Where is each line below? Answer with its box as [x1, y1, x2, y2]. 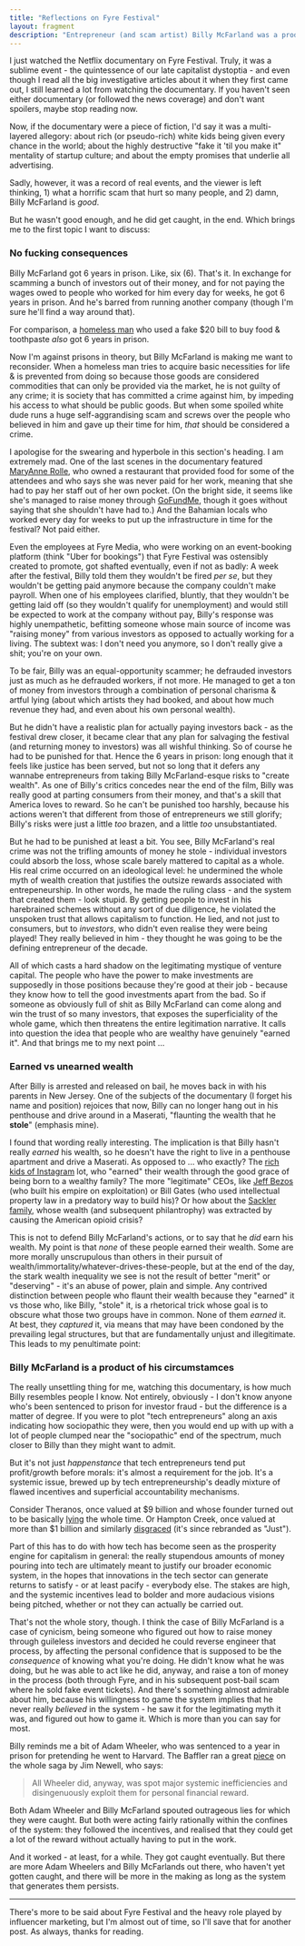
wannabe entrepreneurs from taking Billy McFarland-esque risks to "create [9, 770, 290, 781]
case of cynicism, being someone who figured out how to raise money [9, 1627, 272, 1637]
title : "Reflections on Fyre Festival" [9, 13, 161, 23]
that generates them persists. [9, 1880, 120, 1891]
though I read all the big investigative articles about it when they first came [9, 75, 289, 86]
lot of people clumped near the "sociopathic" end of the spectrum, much [9, 1430, 281, 1441]
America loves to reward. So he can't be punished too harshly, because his [9, 798, 290, 810]
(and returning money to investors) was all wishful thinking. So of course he [9, 741, 292, 752]
